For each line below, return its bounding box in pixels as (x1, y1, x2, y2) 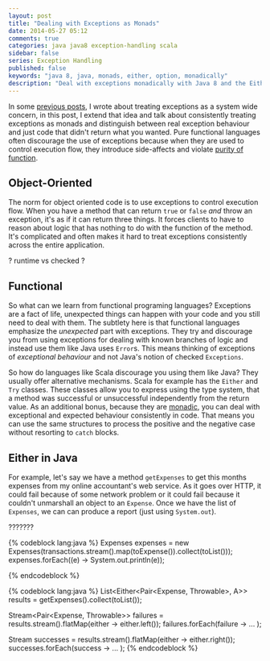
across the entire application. (8, 240, 104, 250)
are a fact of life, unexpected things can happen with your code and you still (8, 310, 260, 319)
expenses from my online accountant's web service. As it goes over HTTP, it (8, 480, 262, 490)
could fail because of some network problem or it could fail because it (8, 489, 240, 499)
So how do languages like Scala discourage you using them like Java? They (8, 368, 259, 377)
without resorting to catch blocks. (8, 428, 120, 438)
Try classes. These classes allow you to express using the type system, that (8, 385, 260, 395)
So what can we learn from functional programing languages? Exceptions (8, 301, 252, 310)
